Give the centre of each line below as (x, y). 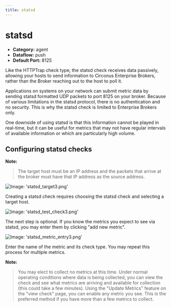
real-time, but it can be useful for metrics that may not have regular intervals (86, 127)
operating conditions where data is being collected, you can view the (90, 277)
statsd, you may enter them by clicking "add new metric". (66, 227)
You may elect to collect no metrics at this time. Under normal (83, 272)
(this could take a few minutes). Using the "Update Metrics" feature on (92, 288)
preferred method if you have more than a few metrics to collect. (86, 299)
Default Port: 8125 (32, 60)
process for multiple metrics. (35, 252)
